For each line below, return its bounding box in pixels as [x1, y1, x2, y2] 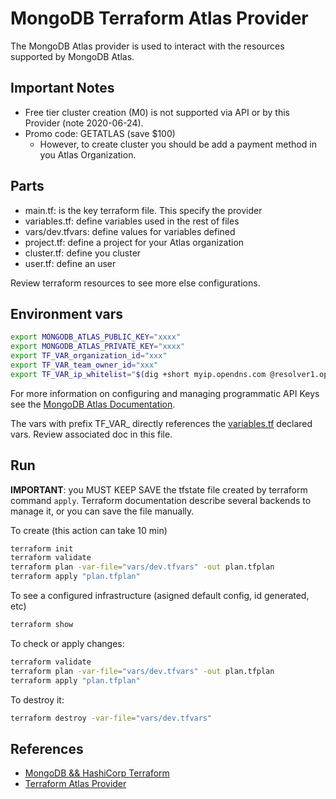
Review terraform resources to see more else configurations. [10, 277, 261, 289]
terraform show [10, 620, 74, 630]
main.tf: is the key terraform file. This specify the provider [24, 204, 263, 216]
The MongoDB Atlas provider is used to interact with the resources [10, 40, 285, 52]
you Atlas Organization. [39, 148, 137, 161]
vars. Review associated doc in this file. [10, 428, 173, 440]
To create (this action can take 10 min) [10, 524, 168, 536]
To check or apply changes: [10, 637, 125, 649]
